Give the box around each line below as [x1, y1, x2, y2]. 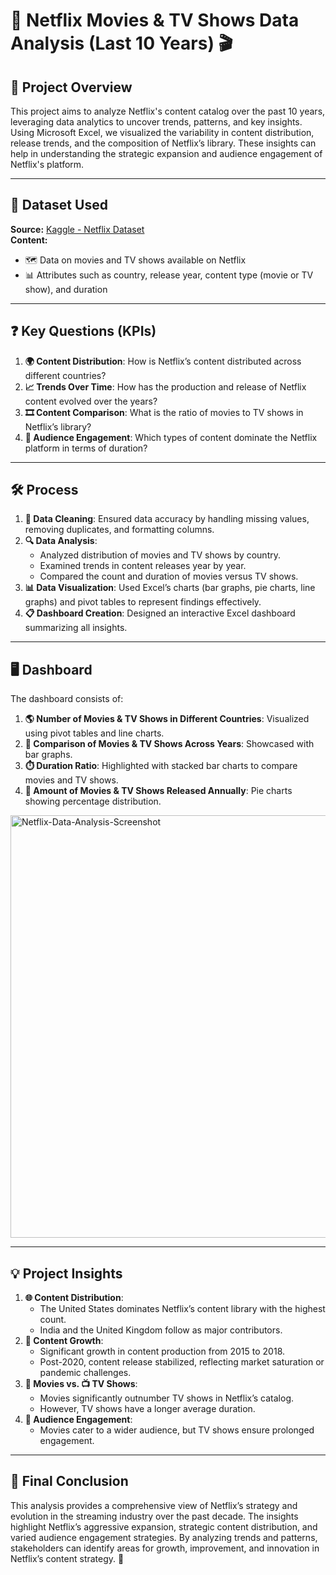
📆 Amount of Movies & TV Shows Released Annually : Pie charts [24, 785, 293, 797]
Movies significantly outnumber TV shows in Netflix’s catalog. [39, 1392, 295, 1404]
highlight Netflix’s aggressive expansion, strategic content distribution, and [10, 1520, 318, 1533]
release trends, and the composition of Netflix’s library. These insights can [10, 137, 317, 149]
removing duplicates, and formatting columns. [24, 524, 215, 536]
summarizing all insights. [24, 622, 128, 634]
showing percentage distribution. [24, 795, 162, 808]
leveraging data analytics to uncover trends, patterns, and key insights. [10, 116, 303, 128]
